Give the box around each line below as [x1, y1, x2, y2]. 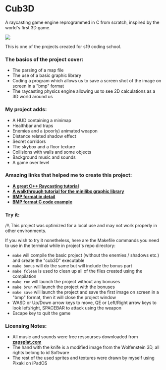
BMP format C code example [12, 199, 73, 205]
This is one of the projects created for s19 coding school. [5, 43, 121, 50]
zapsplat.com [12, 339, 42, 345]
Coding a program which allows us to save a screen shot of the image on [12, 78, 162, 84]
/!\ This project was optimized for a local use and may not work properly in [5, 223, 158, 229]
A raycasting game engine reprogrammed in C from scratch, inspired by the [5, 19, 160, 25]
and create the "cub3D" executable [12, 257, 85, 263]
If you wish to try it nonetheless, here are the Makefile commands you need [5, 238, 160, 244]
